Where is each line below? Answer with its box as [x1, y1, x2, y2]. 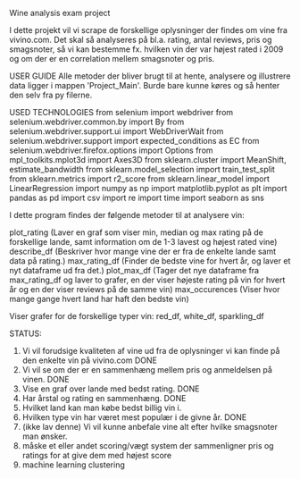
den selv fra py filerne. [9, 89, 93, 100]
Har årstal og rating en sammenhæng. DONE [21, 393, 187, 403]
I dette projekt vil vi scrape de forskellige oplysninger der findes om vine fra [9, 25, 288, 35]
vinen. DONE [21, 374, 70, 384]
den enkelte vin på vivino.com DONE [21, 355, 158, 366]
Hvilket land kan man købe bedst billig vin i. [21, 402, 182, 413]
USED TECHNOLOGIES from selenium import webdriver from [9, 107, 234, 117]
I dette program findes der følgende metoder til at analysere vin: [9, 210, 246, 220]
